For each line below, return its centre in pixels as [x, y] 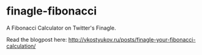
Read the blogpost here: [37, 39]
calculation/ [21, 46]
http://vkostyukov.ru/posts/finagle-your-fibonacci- [132, 39]
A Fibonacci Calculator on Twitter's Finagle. [61, 28]
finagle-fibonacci [51, 11]
